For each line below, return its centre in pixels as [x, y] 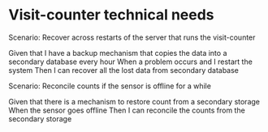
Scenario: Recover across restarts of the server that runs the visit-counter [132, 37]
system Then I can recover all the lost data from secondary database [124, 70]
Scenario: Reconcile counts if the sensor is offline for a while [110, 86]
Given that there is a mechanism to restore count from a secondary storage [134, 101]
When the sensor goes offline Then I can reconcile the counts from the [127, 110]
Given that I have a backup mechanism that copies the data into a [118, 53]
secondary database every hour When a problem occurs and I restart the [131, 62]
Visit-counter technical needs [111, 15]
